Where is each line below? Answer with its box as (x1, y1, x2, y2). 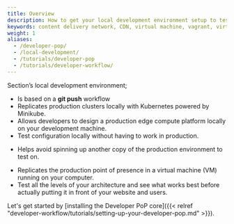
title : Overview (7, 10, 54, 17)
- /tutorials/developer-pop (13, 56, 95, 63)
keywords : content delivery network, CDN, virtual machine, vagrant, (7, 23, 214, 30)
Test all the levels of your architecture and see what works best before (17, 180, 220, 189)
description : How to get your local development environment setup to (7, 17, 217, 24)
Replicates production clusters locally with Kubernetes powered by (17, 102, 210, 110)
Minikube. (17, 109, 47, 118)
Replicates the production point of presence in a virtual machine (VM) (17, 166, 217, 174)
